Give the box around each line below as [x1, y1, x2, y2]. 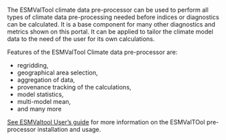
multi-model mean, [16, 98, 71, 105]
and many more [16, 105, 62, 113]
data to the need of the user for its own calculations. [7, 35, 155, 43]
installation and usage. [37, 126, 102, 133]
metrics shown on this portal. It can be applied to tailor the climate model [7, 27, 214, 36]
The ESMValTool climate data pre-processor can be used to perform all [7, 6, 209, 14]
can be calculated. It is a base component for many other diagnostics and [7, 20, 216, 28]
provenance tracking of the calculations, [16, 83, 132, 91]
